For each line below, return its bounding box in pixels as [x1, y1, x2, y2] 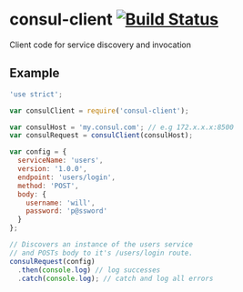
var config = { [9, 147, 67, 156]
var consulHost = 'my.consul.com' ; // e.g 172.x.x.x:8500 [9, 123, 234, 132]
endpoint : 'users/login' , [17, 173, 116, 182]
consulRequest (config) [9, 257, 96, 266]
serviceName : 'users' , [17, 156, 104, 166]
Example [9, 65, 60, 81]
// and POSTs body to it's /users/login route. [9, 248, 194, 257]
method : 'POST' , [17, 181, 79, 190]
